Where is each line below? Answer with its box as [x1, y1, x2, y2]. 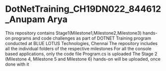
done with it [5, 61, 29, 67]
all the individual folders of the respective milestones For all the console [5, 46, 152, 51]
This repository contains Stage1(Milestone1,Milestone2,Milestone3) [5, 30, 142, 36]
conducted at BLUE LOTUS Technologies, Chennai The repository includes [5, 40, 158, 46]
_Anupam [5, 14, 46, 25]
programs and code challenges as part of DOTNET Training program [11, 35, 151, 41]
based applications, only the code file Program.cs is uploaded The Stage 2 [5, 50, 158, 57]
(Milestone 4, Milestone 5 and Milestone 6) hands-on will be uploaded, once [5, 56, 161, 62]
